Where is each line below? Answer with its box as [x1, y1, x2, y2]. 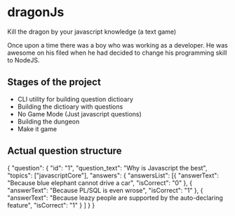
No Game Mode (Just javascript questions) [17, 109, 142, 118]
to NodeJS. [7, 55, 40, 64]
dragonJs [7, 4, 65, 20]
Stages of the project [7, 76, 102, 88]
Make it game [17, 124, 58, 133]
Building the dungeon [17, 117, 80, 126]
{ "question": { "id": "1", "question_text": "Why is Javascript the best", [7, 163, 208, 172]
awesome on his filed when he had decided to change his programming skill [7, 48, 227, 57]
